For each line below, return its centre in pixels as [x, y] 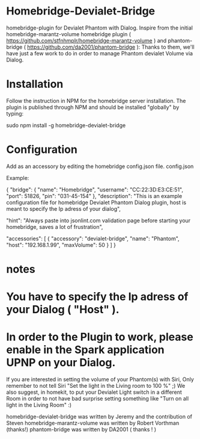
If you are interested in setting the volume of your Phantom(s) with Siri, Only [100, 379]
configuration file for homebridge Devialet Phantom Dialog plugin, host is [96, 202]
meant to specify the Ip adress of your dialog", [64, 208]
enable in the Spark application [86, 350]
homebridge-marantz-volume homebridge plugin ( [68, 34]
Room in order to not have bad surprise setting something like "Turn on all [98, 399]
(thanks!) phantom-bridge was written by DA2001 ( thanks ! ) [81, 429]
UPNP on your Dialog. [61, 363]
